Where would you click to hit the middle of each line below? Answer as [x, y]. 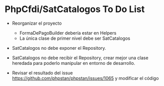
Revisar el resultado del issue [43, 73]
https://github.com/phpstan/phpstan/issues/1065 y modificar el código [85, 78]
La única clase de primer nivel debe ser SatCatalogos [75, 38]
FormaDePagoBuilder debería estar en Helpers [68, 33]
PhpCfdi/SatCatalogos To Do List [75, 9]
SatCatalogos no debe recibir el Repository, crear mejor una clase [80, 58]
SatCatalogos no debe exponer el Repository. [59, 48]
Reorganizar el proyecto [37, 23]
